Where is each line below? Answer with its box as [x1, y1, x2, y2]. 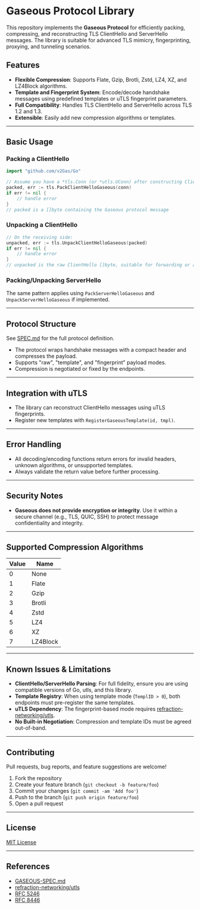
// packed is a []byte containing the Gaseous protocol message [6, 207, 169, 213]
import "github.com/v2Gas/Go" [6, 168, 82, 174]
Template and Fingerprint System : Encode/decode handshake [14, 88, 170, 96]
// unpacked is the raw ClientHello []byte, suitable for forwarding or [6, 262, 190, 268]
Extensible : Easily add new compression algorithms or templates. [14, 114, 176, 121]
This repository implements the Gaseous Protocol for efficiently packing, [6, 24, 186, 31]
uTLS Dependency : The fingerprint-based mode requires [14, 705, 156, 713]
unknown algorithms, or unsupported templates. [14, 461, 133, 469]
